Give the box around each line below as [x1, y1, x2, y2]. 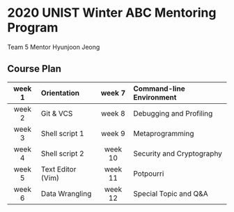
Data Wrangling [40, 188, 92, 198]
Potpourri [133, 169, 164, 179]
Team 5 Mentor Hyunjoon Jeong [7, 43, 100, 51]
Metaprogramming [133, 128, 194, 138]
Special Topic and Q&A [133, 188, 208, 198]
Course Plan [7, 63, 61, 75]
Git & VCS [40, 108, 73, 118]
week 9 [100, 128, 125, 138]
